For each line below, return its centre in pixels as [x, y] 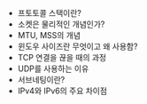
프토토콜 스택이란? [49, 13]
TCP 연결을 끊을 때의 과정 [62, 57]
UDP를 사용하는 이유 [53, 68]
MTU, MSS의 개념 [49, 35]
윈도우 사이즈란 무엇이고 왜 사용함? [77, 46]
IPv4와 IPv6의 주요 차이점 [62, 91]
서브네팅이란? [41, 80]
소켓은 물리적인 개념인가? [61, 24]
